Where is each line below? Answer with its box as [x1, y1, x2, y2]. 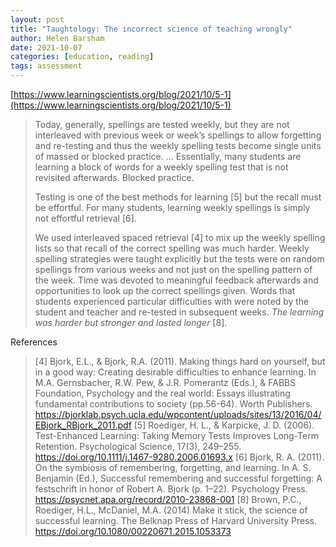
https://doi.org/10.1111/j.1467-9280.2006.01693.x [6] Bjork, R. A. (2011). [34, 451, 325, 463]
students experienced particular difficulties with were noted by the [34, 296, 310, 307]
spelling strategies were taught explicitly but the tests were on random [34, 253, 325, 265]
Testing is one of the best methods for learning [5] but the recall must [34, 191, 322, 203]
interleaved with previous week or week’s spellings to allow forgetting [34, 129, 322, 141]
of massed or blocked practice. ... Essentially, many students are [34, 151, 302, 162]
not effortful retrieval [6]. [34, 212, 137, 224]
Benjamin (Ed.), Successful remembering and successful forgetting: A [34, 472, 323, 484]
